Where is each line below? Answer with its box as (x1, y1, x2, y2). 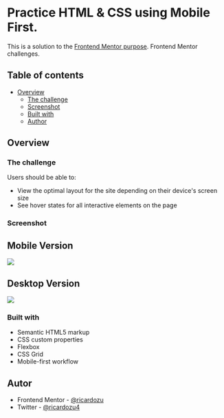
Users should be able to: (7, 174, 77, 182)
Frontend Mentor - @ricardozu (16, 396, 104, 404)
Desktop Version (7, 278, 80, 289)
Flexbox (16, 343, 40, 351)
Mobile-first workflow (16, 357, 79, 366)
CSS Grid (16, 350, 43, 359)
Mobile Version (7, 240, 74, 251)
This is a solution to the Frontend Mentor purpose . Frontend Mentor (7, 42, 198, 50)
